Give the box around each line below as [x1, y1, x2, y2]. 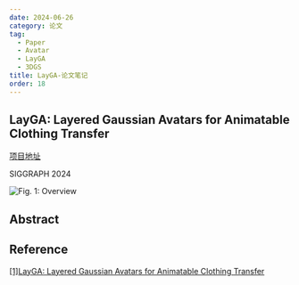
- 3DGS [17, 63, 42, 72]
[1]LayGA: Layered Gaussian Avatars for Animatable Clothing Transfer [9, 265, 265, 276]
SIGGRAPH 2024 [9, 168, 71, 179]
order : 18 [9, 79, 46, 88]
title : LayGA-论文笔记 [9, 71, 88, 80]
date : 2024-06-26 [9, 12, 74, 22]
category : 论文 [9, 21, 63, 30]
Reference [9, 242, 69, 257]
